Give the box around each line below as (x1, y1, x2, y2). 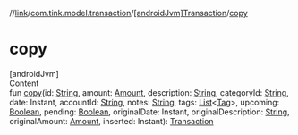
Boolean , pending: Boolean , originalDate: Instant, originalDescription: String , (9, 106, 290, 117)
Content (9, 78, 39, 89)
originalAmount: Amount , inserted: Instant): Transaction (9, 115, 214, 126)
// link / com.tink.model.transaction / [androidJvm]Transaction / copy (9, 8, 248, 18)
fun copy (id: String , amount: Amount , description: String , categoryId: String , (9, 87, 289, 97)
